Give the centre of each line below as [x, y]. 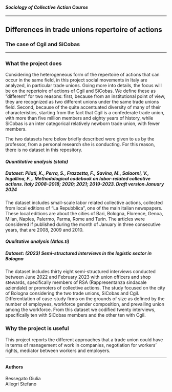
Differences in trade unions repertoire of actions [84, 29]
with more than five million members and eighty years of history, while [79, 118]
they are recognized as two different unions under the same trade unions [82, 102]
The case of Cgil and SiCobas [43, 44]
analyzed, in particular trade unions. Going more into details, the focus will [84, 86]
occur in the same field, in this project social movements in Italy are [76, 80]
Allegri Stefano [21, 384]
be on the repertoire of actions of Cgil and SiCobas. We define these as [81, 91]
